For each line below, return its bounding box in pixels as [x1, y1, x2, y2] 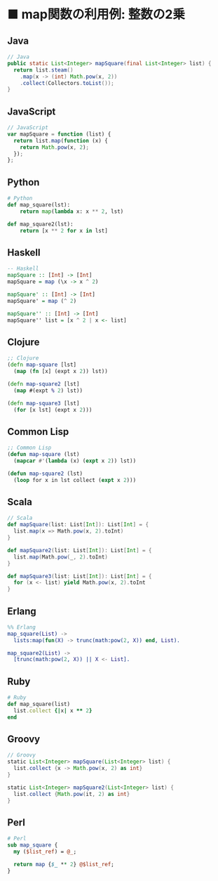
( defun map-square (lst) [7, 451, 80, 458]
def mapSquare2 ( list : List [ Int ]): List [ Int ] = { [7, 547, 152, 554]
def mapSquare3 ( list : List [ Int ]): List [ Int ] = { [7, 573, 152, 580]
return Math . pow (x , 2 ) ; [20, 143, 90, 151]
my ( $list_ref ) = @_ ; [13, 848, 77, 856]
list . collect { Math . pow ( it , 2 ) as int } [13, 790, 130, 797]
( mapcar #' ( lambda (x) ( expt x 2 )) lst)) [13, 457, 137, 464]
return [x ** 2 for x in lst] [20, 227, 109, 234]
